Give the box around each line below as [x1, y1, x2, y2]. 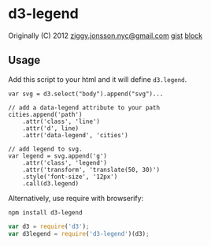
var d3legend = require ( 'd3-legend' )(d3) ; [8, 229, 150, 237]
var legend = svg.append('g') [8, 151, 108, 160]
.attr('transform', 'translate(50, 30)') [22, 166, 160, 173]
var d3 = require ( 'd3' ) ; [8, 222, 90, 230]
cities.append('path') [8, 110, 83, 118]
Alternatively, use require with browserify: [8, 193, 144, 203]
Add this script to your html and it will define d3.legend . [8, 74, 187, 84]
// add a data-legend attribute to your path [8, 103, 160, 111]
